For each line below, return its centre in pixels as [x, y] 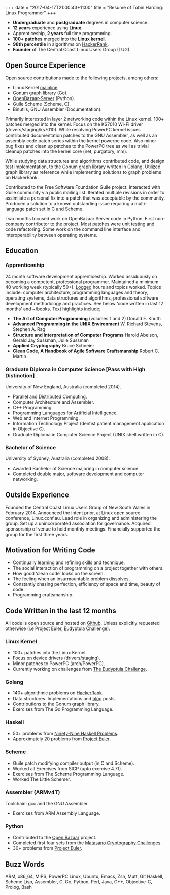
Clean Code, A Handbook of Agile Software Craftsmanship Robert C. [86, 351]
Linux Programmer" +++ [31, 13]
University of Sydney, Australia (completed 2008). [58, 458]
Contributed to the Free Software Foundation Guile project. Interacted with [83, 187]
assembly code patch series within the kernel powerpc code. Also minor [81, 140]
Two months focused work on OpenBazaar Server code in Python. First [80, 218]
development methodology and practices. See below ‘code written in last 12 [84, 303]
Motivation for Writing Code [50, 550]
